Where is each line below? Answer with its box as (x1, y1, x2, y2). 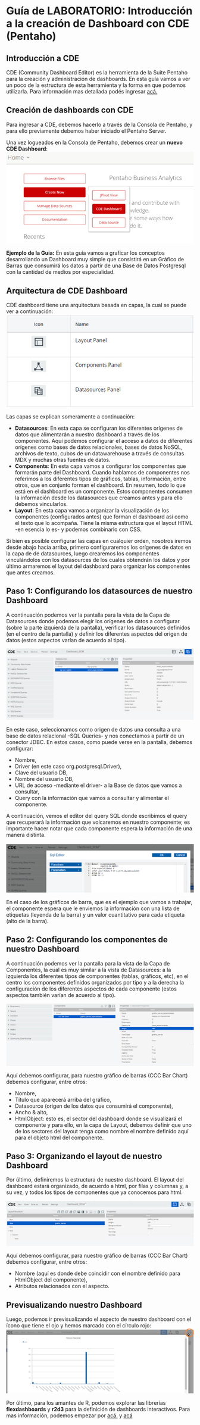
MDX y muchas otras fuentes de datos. (14, 456, 111, 463)
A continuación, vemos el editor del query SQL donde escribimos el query (6, 812, 187, 819)
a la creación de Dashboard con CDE (6, 17, 189, 30)
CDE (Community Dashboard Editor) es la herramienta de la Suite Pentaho (6, 69, 188, 76)
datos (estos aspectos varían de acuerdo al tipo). (6, 636, 126, 643)
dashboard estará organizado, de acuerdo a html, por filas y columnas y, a (6, 1183, 189, 1190)
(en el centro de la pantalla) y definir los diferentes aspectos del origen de (6, 630, 187, 637)
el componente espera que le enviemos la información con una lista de (6, 905, 180, 912)
